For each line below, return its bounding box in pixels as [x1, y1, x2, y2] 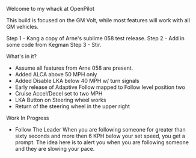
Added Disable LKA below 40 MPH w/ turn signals [14, 77, 139, 84]
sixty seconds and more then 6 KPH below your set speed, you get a [14, 132, 185, 139]
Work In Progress [6, 114, 49, 121]
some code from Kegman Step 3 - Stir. [6, 41, 102, 48]
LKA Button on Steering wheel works [14, 96, 106, 103]
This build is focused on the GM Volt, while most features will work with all [6, 17, 191, 23]
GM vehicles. [6, 23, 39, 30]
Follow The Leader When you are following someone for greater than [14, 126, 186, 133]
